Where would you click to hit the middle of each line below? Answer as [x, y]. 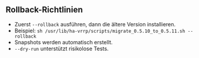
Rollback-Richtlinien [44, 10]
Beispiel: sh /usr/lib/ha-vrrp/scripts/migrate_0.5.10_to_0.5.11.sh [100, 30]
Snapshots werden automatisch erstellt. [63, 42]
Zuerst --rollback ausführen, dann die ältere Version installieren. [95, 24]
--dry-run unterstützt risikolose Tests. [61, 48]
